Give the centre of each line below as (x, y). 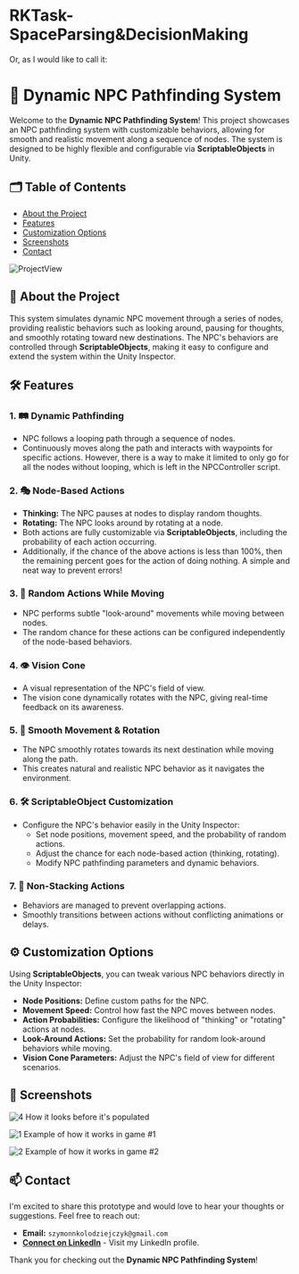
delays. (35, 924)
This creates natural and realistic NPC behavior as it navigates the (143, 768)
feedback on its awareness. (73, 708)
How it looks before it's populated (87, 1117)
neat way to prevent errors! (72, 570)
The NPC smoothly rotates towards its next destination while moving (148, 750)
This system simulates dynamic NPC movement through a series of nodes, (146, 318)
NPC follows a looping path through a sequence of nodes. (129, 439)
